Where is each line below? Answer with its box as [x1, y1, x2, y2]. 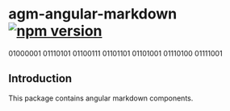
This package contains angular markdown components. [8, 93, 194, 103]
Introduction [8, 72, 73, 85]
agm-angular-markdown [8, 5, 178, 23]
